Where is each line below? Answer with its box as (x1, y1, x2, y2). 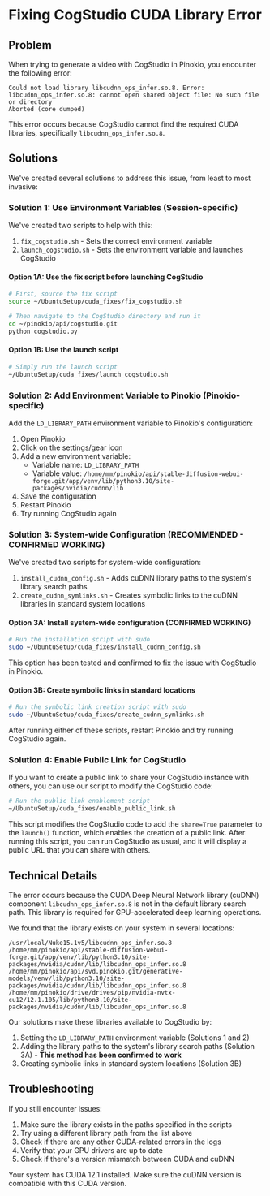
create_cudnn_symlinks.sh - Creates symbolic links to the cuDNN (19, 590, 238, 600)
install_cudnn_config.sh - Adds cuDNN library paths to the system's (19, 573, 252, 583)
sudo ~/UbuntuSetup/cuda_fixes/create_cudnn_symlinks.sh (8, 710, 205, 719)
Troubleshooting (8, 1082, 95, 1096)
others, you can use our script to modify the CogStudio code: (8, 781, 213, 791)
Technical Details (8, 869, 98, 883)
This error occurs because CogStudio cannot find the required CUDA (8, 119, 239, 129)
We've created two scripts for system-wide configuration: (8, 558, 201, 568)
